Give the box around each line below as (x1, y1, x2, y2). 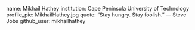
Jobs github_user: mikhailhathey (6, 18, 86, 24)
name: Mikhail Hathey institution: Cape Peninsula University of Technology (6, 5, 190, 12)
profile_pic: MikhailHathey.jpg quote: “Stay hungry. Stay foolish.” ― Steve (6, 11, 187, 18)
